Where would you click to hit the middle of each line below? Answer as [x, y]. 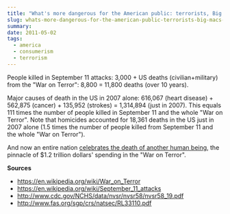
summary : [20, 26]
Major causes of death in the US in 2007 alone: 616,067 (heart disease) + [110, 98]
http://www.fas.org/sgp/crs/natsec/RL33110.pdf [84, 203]
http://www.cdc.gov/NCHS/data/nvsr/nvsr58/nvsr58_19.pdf [100, 196]
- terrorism [30, 58]
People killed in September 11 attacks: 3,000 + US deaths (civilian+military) [113, 77]
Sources [20, 168]
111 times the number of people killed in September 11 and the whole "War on [115, 112]
